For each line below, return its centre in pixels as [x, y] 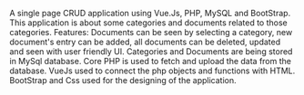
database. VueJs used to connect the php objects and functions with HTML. [152, 71]
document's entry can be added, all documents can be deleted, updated [145, 42]
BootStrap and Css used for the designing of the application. [123, 80]
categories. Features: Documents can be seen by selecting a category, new [151, 32]
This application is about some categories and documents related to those [149, 23]
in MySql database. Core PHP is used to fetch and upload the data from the [150, 61]
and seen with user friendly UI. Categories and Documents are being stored [151, 52]
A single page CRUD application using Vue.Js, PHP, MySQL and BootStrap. [150, 13]
